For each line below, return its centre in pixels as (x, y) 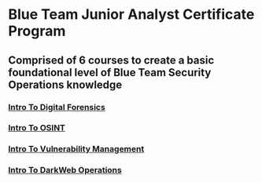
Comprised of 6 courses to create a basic (111, 60)
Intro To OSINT (37, 128)
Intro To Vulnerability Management (76, 149)
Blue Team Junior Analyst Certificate (131, 15)
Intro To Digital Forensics (57, 107)
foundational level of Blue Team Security (110, 72)
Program (37, 31)
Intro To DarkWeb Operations (65, 170)
